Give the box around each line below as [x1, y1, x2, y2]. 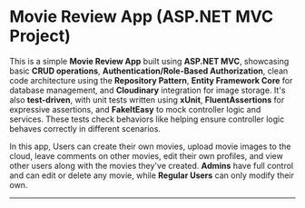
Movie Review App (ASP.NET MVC [9, 6, 274, 27]
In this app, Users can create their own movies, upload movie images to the [9, 141, 291, 152]
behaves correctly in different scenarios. [9, 123, 162, 134]
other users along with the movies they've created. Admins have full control [9, 160, 293, 171]
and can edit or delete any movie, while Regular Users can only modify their [9, 170, 295, 181]
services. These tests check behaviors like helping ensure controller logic [9, 114, 285, 124]
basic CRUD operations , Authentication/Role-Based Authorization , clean [9, 65, 289, 76]
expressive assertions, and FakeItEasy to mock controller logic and [9, 104, 261, 114]
